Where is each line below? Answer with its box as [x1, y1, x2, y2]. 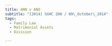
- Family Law [9, 20, 36, 26]
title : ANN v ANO [5, 7, 41, 12]
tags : [5, 16, 16, 21]
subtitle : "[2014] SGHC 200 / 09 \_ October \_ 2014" [5, 12, 109, 16]
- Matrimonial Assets [9, 25, 54, 30]
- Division [9, 30, 32, 34]
